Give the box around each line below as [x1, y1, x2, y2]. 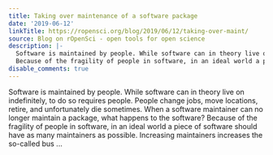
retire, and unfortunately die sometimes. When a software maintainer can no [8, 104, 264, 114]
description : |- [8, 42, 63, 50]
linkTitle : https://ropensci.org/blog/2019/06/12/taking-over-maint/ [8, 27, 249, 35]
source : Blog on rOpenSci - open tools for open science [8, 34, 206, 43]
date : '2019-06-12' [8, 19, 75, 28]
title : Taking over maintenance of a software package [8, 11, 198, 20]
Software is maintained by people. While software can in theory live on [8, 87, 245, 97]
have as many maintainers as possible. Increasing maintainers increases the [8, 130, 263, 140]
